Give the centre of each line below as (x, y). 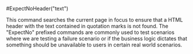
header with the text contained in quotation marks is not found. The (87, 26)
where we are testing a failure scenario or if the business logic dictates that (96, 38)
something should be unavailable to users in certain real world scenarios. (94, 45)
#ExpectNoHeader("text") (37, 9)
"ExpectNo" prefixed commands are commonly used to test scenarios (90, 32)
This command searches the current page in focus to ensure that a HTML (94, 20)
